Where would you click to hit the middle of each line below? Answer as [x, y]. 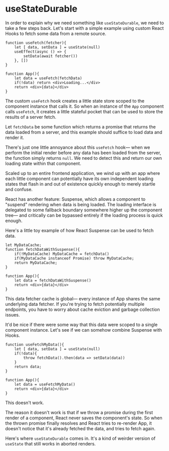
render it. [15, 138]
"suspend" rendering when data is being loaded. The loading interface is [81, 204]
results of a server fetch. [31, 117]
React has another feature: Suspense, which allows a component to [75, 199]
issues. [13, 314]
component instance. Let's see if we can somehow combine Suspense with [84, 330]
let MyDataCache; [23, 245]
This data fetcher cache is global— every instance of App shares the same [83, 298]
